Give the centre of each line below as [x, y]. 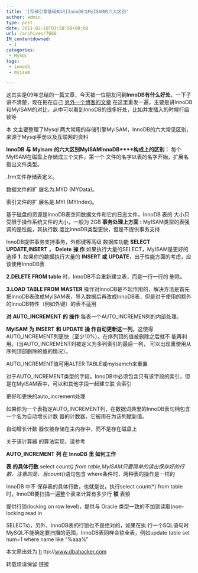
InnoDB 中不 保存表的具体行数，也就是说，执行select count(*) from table [95, 487]
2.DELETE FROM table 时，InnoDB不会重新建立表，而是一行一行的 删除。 [96, 277]
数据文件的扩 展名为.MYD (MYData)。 [52, 189]
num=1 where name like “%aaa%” [47, 539]
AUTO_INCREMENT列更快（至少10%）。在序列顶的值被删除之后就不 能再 [94, 336]
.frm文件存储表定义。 [32, 177]
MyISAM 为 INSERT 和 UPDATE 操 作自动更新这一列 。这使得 [80, 329]
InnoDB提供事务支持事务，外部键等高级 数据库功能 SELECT [78, 242]
